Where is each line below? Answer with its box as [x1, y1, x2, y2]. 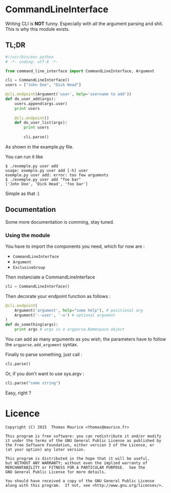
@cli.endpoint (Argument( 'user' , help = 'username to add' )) [5, 92, 132, 97]
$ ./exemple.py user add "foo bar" [5, 177, 81, 182]
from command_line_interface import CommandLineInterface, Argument [5, 68, 155, 74]
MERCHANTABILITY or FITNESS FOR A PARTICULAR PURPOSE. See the [5, 465, 145, 470]
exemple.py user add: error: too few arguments [5, 173, 109, 178]
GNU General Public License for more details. [5, 469, 106, 475]
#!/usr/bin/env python [5, 54, 54, 59]
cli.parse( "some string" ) [5, 380, 60, 385]
